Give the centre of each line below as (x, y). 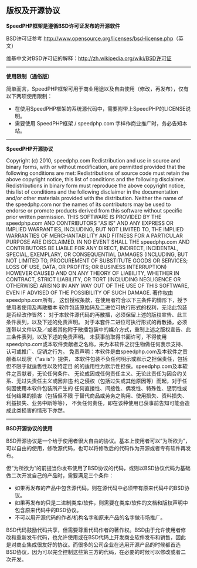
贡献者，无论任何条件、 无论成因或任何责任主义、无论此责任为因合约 (99, 373)
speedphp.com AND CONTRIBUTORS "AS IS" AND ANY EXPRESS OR (90, 223)
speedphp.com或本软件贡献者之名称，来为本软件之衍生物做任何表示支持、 (96, 344)
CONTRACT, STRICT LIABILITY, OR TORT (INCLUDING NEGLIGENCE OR (94, 279)
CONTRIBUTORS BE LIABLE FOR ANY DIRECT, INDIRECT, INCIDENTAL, (92, 248)
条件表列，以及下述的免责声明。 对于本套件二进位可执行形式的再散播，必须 (97, 322)
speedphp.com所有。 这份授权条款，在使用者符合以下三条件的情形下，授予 (97, 300)
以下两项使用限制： (29, 96)
